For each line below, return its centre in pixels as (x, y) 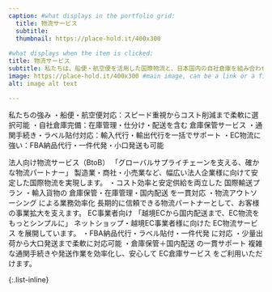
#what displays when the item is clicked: (81, 53)
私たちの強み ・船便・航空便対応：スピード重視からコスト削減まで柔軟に (130, 115)
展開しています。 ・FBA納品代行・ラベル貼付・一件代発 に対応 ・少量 (140, 233)
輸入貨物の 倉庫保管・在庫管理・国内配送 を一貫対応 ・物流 (130, 193)
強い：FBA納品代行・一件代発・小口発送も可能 (86, 145)
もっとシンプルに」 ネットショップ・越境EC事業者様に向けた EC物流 (123, 222)
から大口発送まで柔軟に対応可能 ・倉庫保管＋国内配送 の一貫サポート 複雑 (139, 243)
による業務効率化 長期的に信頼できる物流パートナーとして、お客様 (149, 202)
